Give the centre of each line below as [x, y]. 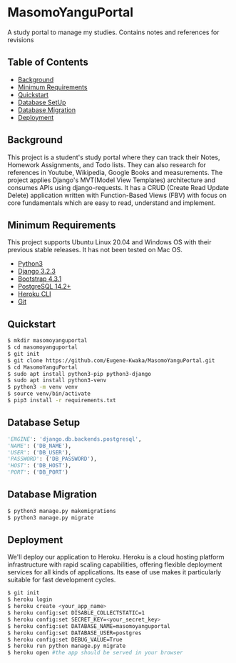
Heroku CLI [34, 294]
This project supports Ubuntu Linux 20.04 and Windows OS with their [109, 242]
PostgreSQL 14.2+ [44, 286]
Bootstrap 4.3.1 [40, 279]
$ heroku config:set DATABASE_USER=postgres [75, 633]
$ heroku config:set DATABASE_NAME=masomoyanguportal [89, 626]
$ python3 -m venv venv [43, 387]
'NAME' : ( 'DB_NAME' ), [40, 446]
